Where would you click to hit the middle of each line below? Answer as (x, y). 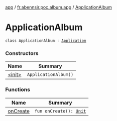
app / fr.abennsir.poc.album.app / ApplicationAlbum (59, 7)
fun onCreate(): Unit (60, 111)
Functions (18, 89)
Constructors (22, 53)
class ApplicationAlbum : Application (46, 40)
